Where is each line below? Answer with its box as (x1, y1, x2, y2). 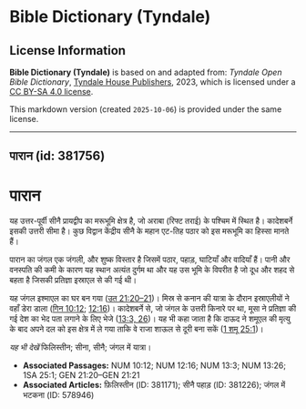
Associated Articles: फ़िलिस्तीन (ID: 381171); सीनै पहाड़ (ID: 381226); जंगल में (22, 380, 286, 391)
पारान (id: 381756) (9, 148, 106, 164)
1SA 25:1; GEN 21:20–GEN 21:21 (22, 370, 140, 381)
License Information (9, 43, 126, 58)
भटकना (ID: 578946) (22, 390, 95, 401)
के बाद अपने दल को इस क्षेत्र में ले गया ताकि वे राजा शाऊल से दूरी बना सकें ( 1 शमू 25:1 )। (9, 323, 264, 334)
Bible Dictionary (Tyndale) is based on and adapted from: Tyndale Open (9, 66, 282, 77)
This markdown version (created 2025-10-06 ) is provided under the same (9, 104, 282, 115)
